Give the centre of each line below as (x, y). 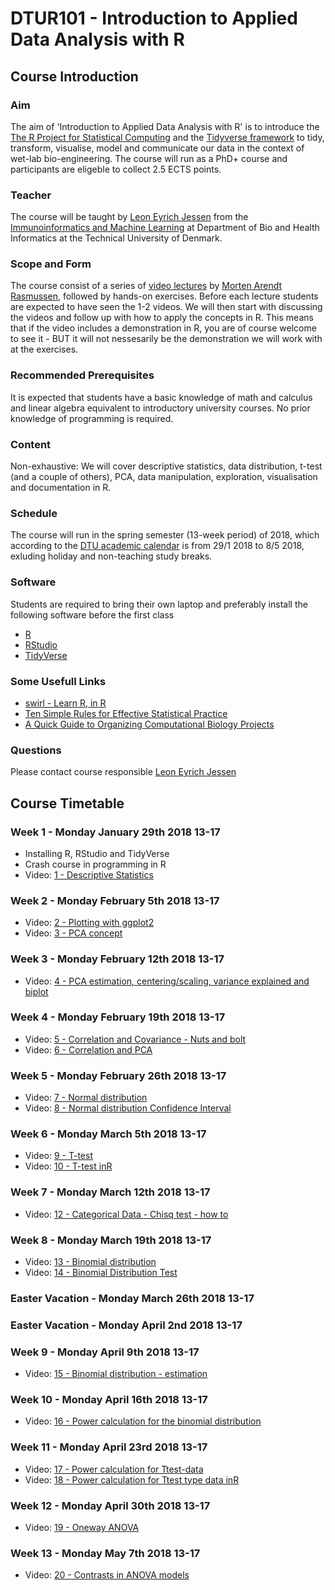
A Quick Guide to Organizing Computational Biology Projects (149, 724)
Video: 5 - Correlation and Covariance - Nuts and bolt (135, 1039)
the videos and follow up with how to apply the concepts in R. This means (162, 318)
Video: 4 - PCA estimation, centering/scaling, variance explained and (167, 981)
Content (31, 444)
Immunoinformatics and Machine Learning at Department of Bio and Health (165, 228)
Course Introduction (74, 76)
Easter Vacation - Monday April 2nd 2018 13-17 (126, 1325)
